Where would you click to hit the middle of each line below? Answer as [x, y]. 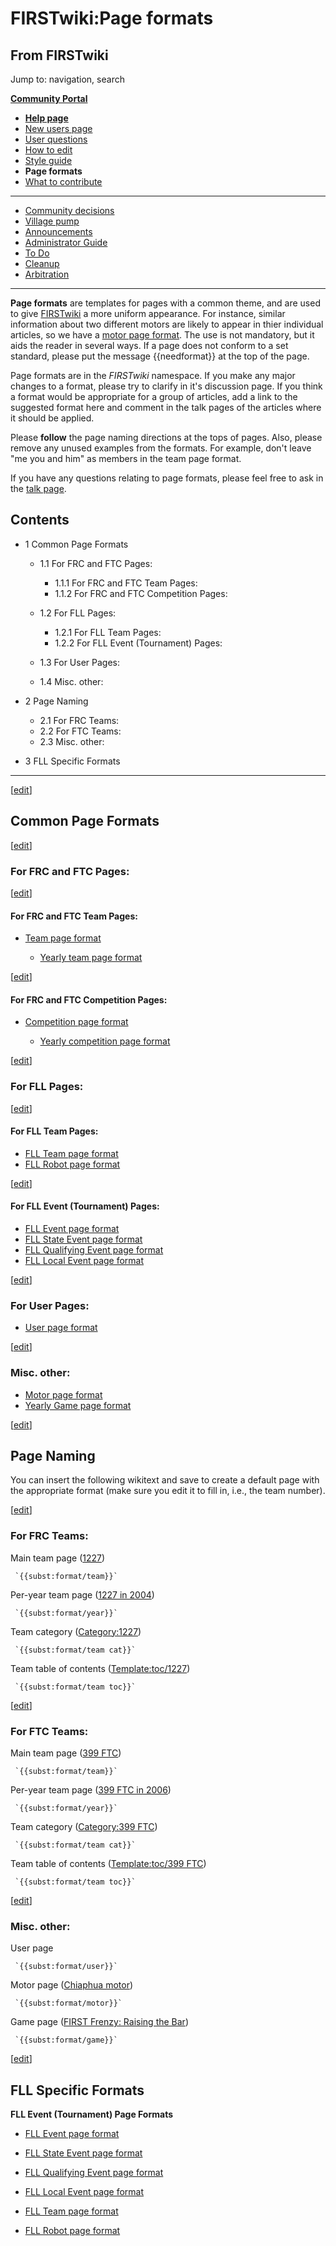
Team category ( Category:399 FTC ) [84, 1827]
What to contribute [63, 181]
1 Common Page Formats [76, 544]
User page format [61, 1328]
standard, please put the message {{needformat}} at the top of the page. [160, 356]
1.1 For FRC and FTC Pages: [96, 563]
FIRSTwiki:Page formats [112, 18]
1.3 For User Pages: [79, 662]
